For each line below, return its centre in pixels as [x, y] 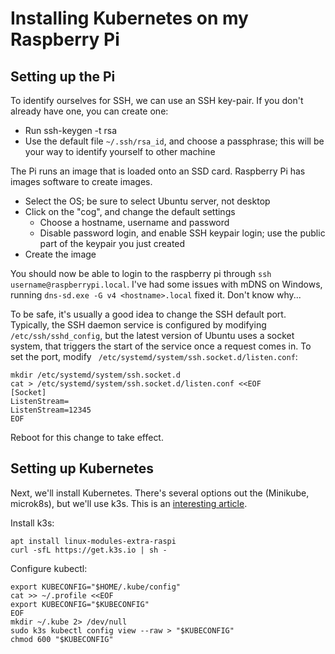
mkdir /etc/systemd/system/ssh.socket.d [96, 375]
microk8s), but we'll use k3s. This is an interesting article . [129, 503]
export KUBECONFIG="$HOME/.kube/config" [96, 587]
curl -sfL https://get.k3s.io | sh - [89, 550]
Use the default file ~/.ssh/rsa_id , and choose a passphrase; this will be [174, 141]
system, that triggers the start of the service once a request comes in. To [161, 346]
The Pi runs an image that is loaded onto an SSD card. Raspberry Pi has [158, 171]
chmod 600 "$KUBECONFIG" [62, 639]
